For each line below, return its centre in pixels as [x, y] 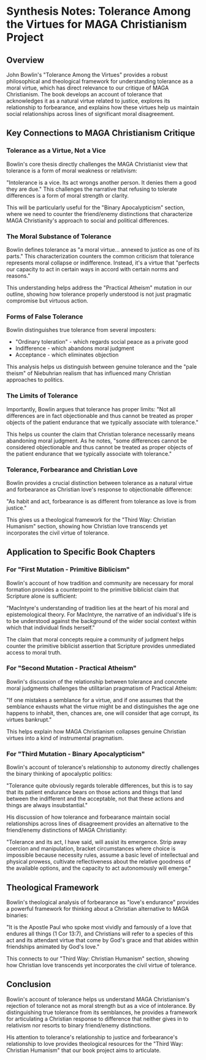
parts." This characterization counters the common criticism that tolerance [100, 256]
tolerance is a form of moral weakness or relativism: [72, 171]
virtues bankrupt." [29, 719]
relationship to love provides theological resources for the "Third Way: [95, 1043]
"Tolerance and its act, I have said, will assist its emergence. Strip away [97, 842]
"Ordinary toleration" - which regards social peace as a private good [102, 342]
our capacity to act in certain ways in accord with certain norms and [93, 269]
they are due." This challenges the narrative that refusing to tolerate [92, 189]
